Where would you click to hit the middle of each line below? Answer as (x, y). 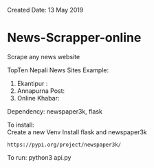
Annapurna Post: (41, 91)
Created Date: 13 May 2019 (45, 10)
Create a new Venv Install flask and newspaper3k (77, 132)
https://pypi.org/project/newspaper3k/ (64, 145)
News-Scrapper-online (74, 38)
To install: (21, 125)
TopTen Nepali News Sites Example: (58, 70)
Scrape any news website (44, 56)
